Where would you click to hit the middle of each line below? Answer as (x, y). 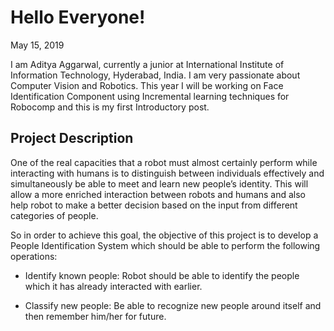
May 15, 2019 (37, 45)
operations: (34, 256)
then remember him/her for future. (95, 316)
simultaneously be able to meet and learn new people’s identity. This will (159, 183)
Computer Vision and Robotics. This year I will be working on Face (147, 85)
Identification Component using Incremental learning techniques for (150, 96)
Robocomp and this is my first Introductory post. (110, 107)
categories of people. (54, 215)
